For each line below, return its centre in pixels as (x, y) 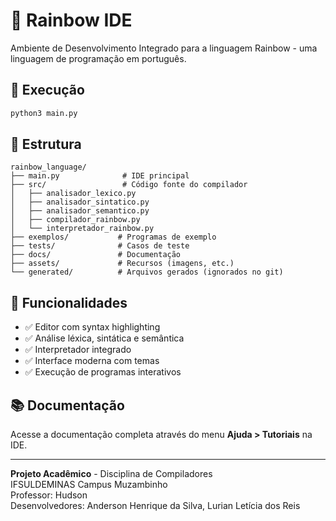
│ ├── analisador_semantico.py (80, 211)
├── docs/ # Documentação (96, 255)
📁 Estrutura (46, 144)
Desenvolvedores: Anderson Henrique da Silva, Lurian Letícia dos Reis (155, 506)
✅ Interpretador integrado (78, 350)
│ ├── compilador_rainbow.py (75, 220)
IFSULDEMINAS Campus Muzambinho (89, 485)
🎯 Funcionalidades (69, 302)
